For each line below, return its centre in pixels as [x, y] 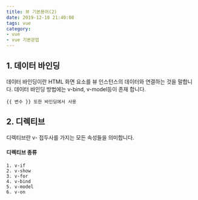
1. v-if [16, 166]
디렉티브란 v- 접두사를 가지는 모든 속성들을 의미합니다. [70, 137]
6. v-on [16, 192]
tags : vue [19, 23]
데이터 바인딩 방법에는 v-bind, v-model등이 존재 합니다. [80, 89]
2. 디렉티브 [26, 122]
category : [19, 29]
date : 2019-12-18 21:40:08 [40, 18]
